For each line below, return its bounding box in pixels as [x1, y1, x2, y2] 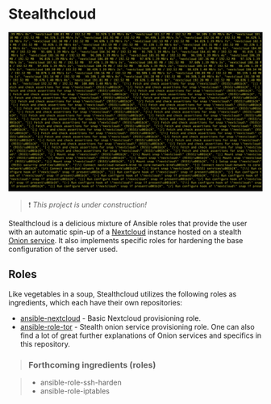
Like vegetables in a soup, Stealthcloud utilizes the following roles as [8, 288, 237, 299]
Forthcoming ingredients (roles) [27, 359, 156, 370]
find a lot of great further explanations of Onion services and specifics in [19, 330, 262, 340]
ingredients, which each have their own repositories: [8, 297, 183, 307]
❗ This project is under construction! [27, 200, 148, 209]
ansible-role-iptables [40, 386, 110, 396]
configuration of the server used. [8, 244, 119, 254]
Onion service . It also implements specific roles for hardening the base [8, 235, 244, 245]
